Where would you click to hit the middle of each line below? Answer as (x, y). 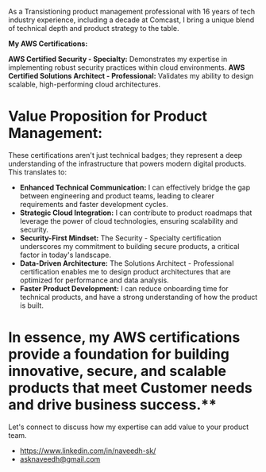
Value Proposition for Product (108, 116)
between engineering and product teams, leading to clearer (117, 196)
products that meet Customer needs (130, 388)
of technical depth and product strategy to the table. (94, 28)
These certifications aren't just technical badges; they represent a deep (125, 155)
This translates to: (38, 172)
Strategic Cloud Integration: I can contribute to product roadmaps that (136, 213)
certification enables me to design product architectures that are (125, 271)
